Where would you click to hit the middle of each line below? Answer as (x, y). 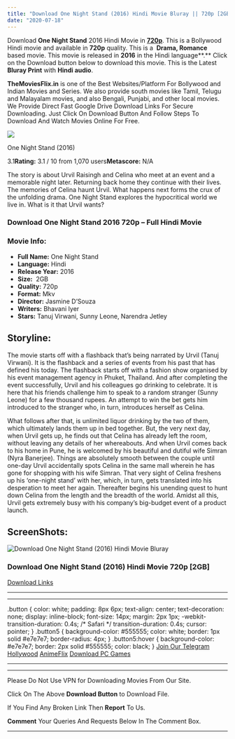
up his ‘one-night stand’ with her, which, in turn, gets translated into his (109, 480)
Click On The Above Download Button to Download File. (88, 693)
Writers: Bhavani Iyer (48, 308)
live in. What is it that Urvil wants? (56, 205)
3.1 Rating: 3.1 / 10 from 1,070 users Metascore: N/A (80, 161)
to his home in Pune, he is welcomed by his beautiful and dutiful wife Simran (117, 450)
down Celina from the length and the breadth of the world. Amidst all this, (113, 495)
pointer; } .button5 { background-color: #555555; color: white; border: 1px (114, 631)
